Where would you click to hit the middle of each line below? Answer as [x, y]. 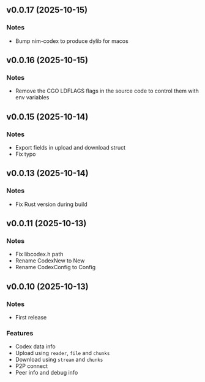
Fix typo [25, 154]
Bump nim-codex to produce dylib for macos [72, 41]
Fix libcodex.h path [39, 254]
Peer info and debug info [47, 373]
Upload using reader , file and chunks [62, 353]
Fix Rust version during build [51, 204]
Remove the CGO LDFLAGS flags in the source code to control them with [107, 91]
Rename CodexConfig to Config [55, 267]
